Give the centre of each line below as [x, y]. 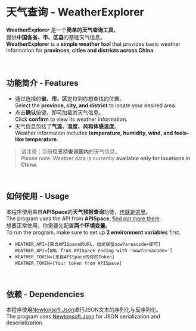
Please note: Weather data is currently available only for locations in [105, 158]
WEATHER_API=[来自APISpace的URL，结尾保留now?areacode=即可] [88, 244]
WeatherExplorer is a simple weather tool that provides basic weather [93, 44]
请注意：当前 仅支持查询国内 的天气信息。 [70, 151]
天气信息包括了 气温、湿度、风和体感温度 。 [67, 126]
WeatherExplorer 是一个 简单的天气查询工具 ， [63, 30]
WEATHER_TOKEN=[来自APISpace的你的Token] [65, 257]
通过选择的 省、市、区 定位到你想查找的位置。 [70, 98]
